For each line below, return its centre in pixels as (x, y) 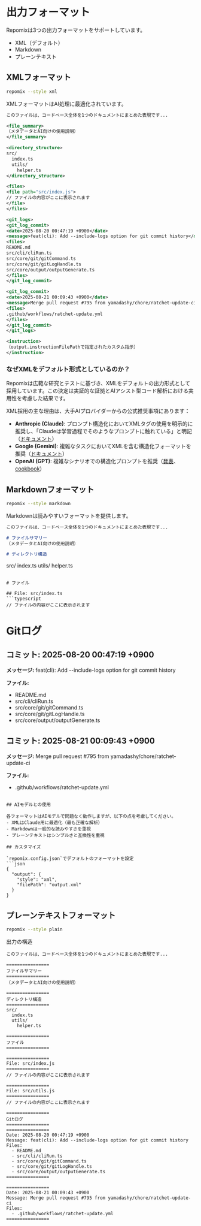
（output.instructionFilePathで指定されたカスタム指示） (72, 347)
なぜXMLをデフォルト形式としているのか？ (68, 369)
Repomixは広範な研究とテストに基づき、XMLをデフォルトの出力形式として (98, 383)
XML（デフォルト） (39, 43)
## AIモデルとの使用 (28, 805)
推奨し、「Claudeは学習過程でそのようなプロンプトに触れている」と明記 (103, 431)
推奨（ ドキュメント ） (41, 454)
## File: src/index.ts (34, 594)
